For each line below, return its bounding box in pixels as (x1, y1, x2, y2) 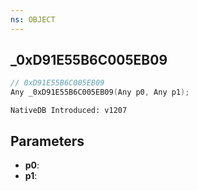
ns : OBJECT (10, 14, 56, 25)
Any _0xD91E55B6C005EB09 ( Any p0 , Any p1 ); (10, 87, 190, 98)
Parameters (10, 132, 85, 150)
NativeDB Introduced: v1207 (10, 106, 128, 116)
